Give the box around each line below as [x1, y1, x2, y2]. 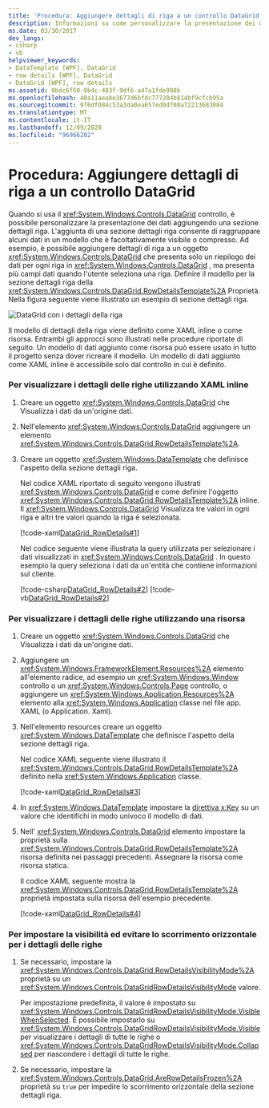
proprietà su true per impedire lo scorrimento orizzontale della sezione [19, 1082, 255, 1091]
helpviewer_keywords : [8, 57, 81, 65]
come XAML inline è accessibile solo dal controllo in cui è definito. [8, 359, 227, 369]
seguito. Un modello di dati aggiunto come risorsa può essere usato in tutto [8, 342, 257, 352]
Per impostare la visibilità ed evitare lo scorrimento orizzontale [8, 929, 258, 940]
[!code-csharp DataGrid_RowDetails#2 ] [19, 584, 149, 594]
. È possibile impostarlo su [68, 1015, 155, 1025]
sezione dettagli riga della [8, 277, 94, 287]
